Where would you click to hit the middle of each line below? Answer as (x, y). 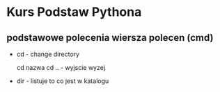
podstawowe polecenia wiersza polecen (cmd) (110, 38)
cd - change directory (48, 54)
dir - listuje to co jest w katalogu (63, 81)
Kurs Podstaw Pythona (74, 12)
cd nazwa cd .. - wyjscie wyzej (61, 67)
